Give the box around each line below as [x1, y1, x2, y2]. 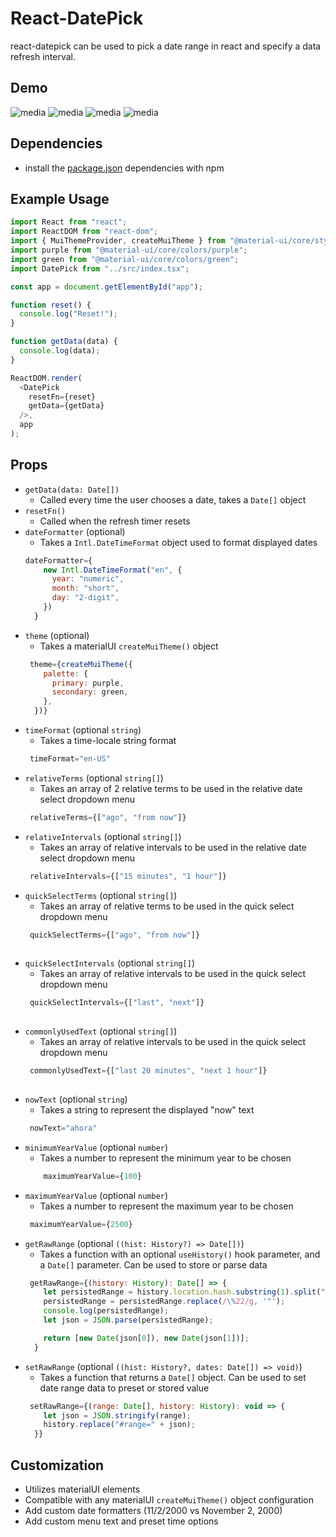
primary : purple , [51, 678, 125, 688]
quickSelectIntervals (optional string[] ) [24, 957, 196, 969]
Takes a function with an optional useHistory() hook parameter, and [39, 1248, 321, 1260]
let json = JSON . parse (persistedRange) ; [43, 1315, 214, 1326]
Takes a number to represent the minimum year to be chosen [39, 1152, 292, 1164]
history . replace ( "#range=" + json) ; [43, 1420, 196, 1430]
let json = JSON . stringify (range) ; [43, 1410, 192, 1421]
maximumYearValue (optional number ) [24, 1189, 169, 1201]
